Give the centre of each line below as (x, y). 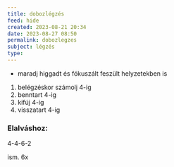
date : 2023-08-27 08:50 (42, 34)
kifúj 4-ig (31, 102)
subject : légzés (31, 47)
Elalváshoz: (27, 128)
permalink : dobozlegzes (42, 40)
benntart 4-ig (37, 94)
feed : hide (23, 21)
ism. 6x (18, 157)
